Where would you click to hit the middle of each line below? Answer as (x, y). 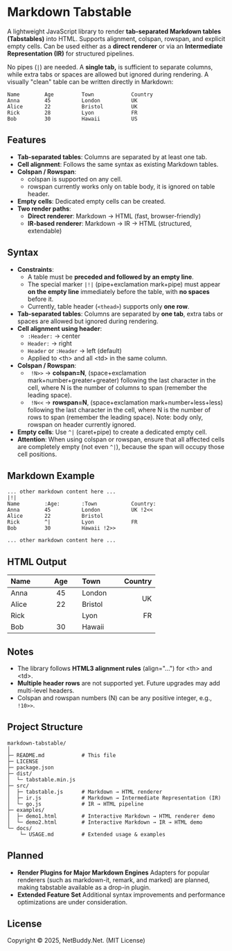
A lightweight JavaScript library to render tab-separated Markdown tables (114, 31)
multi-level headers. (46, 690)
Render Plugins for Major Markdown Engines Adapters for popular (113, 872)
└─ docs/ (20, 828)
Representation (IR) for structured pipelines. (71, 54)
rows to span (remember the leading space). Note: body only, (115, 417)
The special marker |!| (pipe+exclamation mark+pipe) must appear (124, 284)
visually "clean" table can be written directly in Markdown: (90, 81)
